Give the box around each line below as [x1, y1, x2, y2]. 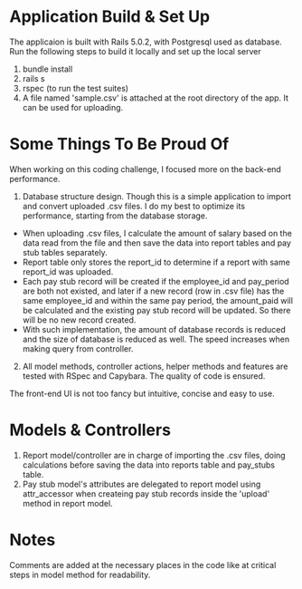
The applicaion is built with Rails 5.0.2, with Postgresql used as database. [9, 36, 282, 47]
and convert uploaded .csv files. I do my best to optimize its [22, 200, 246, 211]
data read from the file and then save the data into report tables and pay [22, 237, 292, 248]
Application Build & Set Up [9, 6, 211, 27]
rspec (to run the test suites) [22, 82, 129, 93]
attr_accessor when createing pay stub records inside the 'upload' [22, 488, 270, 499]
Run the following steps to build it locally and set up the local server [9, 45, 261, 56]
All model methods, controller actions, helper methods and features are [22, 361, 288, 372]
